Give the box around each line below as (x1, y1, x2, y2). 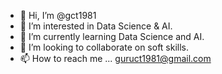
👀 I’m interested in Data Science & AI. (19, 20, 173, 32)
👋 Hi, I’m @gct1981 (19, 10, 97, 21)
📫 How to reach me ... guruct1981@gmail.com (19, 53, 212, 64)
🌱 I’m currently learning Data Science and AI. (19, 31, 205, 42)
